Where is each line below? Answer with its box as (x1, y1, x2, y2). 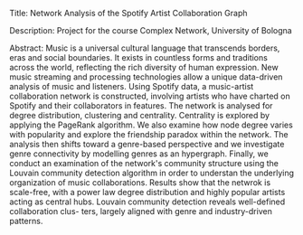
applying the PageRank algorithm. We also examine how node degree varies (9, 119, 294, 130)
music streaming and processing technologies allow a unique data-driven (9, 71, 283, 82)
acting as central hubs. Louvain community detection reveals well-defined (9, 196, 286, 207)
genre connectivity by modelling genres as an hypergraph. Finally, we (9, 148, 269, 159)
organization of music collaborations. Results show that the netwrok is (9, 177, 271, 188)
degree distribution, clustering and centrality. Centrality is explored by (9, 110, 270, 120)
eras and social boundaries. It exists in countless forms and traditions (9, 52, 269, 62)
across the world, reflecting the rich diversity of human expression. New (9, 62, 279, 72)
